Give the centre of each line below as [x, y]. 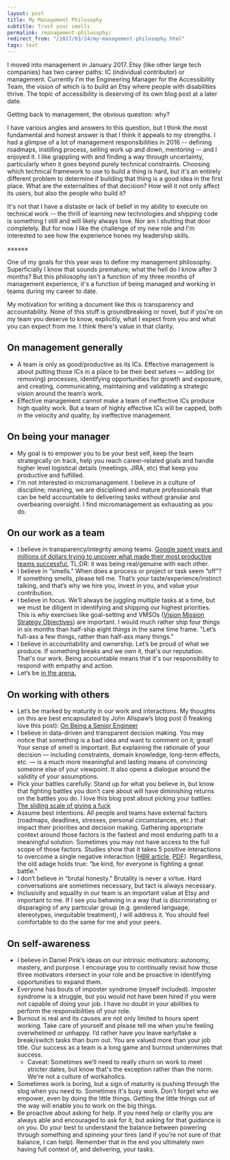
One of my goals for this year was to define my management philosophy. [110, 262]
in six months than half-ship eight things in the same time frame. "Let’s [116, 629]
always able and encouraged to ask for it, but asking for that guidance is [119, 1120]
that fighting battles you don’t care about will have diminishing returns [115, 791]
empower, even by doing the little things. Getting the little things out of [116, 1098]
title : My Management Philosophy [55, 20]
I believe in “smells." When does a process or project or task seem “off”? [119, 571]
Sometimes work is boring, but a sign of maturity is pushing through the [118, 1084]
